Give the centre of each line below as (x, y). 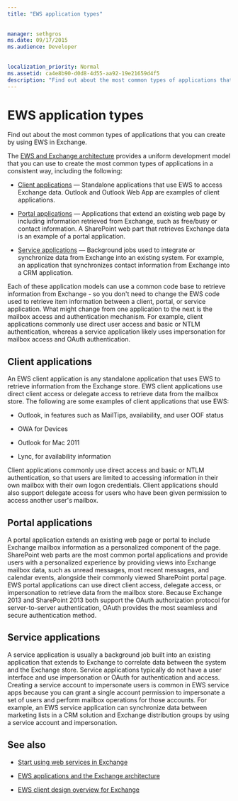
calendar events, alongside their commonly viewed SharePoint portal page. (117, 577)
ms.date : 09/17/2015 (38, 40)
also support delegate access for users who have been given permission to (117, 493)
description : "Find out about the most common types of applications (112, 80)
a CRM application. (45, 273)
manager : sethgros (34, 34)
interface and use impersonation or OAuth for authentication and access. (114, 677)
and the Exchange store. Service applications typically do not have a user (114, 670)
